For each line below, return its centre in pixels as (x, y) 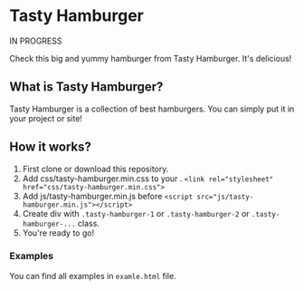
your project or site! (46, 118)
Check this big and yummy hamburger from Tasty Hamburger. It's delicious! (151, 58)
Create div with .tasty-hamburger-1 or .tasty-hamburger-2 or (136, 213)
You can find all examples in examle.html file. (93, 275)
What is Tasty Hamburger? (86, 87)
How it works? (51, 147)
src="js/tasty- (225, 197)
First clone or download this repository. (95, 169)
